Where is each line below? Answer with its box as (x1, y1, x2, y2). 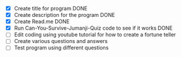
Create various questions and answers (14, 38, 108, 45)
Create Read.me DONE (14, 18, 70, 25)
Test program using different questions (14, 44, 109, 51)
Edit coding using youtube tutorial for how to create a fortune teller (14, 31, 176, 38)
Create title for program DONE (14, 5, 88, 12)
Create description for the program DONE (14, 12, 115, 19)
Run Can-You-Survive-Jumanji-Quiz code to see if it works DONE (14, 24, 173, 31)
